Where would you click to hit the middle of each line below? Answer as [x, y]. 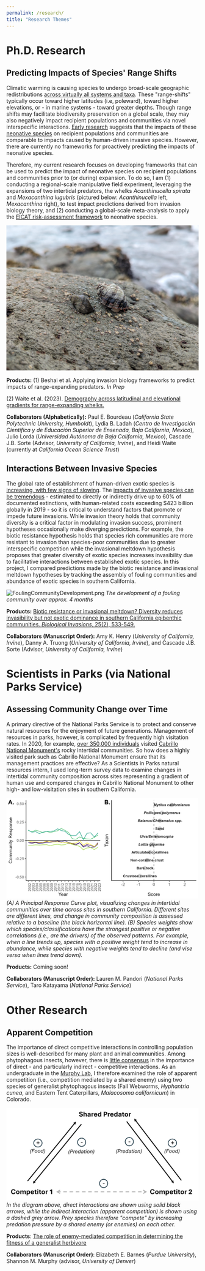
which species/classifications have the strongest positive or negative [94, 929]
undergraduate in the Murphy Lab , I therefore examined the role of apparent [102, 1073]
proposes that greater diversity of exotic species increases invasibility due [100, 555]
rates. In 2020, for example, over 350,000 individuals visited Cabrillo [92, 743]
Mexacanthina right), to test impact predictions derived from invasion [94, 204]
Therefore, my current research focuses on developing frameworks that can [102, 165]
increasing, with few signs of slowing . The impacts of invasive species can [100, 490]
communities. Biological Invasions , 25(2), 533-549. [71, 624]
